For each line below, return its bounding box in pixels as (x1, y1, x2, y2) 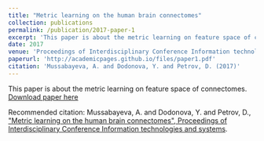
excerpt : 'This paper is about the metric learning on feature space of (8, 33, 251, 42)
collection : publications (8, 19, 93, 27)
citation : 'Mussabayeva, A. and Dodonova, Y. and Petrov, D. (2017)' (8, 63, 241, 70)
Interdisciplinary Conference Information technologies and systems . (8, 124, 228, 133)
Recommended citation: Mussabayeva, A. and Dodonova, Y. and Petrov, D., (8, 107, 251, 117)
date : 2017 (8, 41, 44, 49)
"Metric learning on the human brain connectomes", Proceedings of (8, 115, 228, 125)
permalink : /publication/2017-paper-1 (8, 26, 135, 34)
